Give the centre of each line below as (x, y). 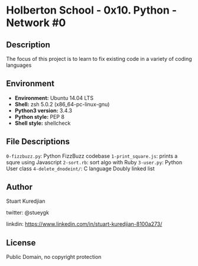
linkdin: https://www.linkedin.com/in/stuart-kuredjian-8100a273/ (84, 224)
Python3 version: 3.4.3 (43, 111)
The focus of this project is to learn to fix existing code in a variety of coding (99, 59)
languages (19, 65)
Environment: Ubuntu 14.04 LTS (54, 98)
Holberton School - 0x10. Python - (92, 10)
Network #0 (36, 23)
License (21, 243)
